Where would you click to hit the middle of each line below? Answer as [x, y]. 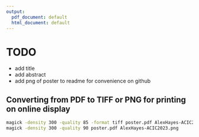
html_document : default [41, 23]
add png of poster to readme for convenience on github [83, 81]
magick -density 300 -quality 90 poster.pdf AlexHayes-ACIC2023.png [92, 128]
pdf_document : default [39, 17]
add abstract [30, 75]
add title [25, 68]
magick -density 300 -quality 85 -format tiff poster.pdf [79, 123]
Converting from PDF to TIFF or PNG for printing [96, 99]
